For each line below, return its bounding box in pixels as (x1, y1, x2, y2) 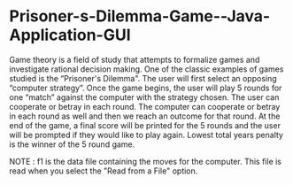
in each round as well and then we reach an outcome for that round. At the (9, 111, 281, 121)
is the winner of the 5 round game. (9, 139, 135, 150)
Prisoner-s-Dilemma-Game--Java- (9, 6, 271, 27)
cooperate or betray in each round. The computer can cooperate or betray (9, 101, 281, 112)
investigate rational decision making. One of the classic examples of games (9, 64, 284, 74)
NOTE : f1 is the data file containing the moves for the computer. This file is (9, 156, 281, 166)
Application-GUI (9, 25, 131, 45)
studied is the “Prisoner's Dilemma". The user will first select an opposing (9, 73, 277, 83)
